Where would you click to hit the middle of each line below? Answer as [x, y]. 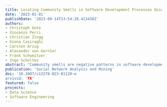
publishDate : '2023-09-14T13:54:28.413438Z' [52, 19]
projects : [15, 88]
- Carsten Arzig [22, 46]
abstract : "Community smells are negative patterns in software [73, 65]
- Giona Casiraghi [24, 42]
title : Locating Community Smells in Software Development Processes [79, 10]
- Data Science [21, 92]
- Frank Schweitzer [25, 55]
